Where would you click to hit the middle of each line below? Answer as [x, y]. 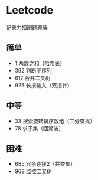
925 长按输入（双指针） [43, 85]
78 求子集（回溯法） [39, 128]
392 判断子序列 [33, 70]
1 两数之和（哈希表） [40, 63]
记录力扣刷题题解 [27, 27]
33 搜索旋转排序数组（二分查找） [55, 121]
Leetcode [30, 10]
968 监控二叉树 [33, 171]
